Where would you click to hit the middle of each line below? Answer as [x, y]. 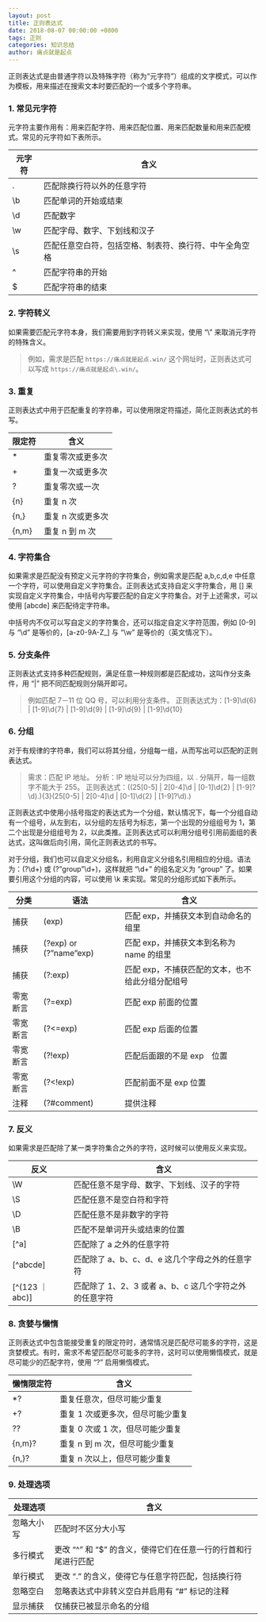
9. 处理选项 [29, 1485]
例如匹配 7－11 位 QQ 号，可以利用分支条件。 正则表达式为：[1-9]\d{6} [142, 700]
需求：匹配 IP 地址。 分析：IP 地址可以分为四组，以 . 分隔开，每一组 [138, 777]
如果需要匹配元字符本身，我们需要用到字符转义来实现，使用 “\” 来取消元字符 [132, 332]
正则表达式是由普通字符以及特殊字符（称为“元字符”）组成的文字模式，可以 [129, 76]
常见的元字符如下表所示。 [63, 137]
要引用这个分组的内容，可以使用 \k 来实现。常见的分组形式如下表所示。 [124, 879]
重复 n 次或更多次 [76, 516]
